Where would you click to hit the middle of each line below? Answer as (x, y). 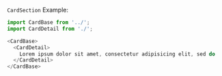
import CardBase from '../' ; (48, 23)
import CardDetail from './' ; (50, 29)
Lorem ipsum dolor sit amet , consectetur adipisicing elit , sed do (117, 54)
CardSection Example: (38, 10)
